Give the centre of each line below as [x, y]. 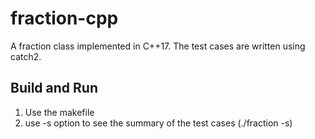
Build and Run [54, 88]
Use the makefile [59, 112]
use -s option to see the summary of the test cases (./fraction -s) [158, 123]
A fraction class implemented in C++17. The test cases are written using [158, 46]
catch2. [26, 56]
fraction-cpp [64, 18]
